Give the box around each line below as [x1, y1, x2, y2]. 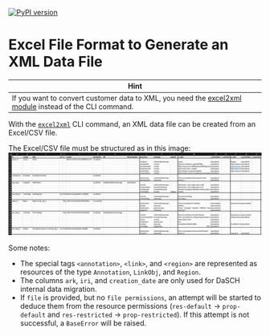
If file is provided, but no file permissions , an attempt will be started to [19, 293, 261, 302]
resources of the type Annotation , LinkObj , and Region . [19, 267, 201, 277]
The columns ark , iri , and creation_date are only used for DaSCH [19, 275, 240, 285]
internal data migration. [19, 284, 97, 293]
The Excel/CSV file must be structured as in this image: [8, 144, 191, 153]
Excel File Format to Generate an [8, 36, 229, 54]
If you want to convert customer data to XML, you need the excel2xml [11, 93, 243, 103]
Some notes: [8, 243, 51, 253]
